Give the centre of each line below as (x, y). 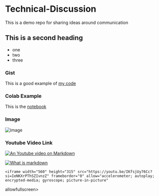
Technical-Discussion (51, 9)
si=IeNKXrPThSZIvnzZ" (27, 176)
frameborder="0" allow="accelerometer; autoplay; (103, 176)
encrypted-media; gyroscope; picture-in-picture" (57, 180)
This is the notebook (26, 107)
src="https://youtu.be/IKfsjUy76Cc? (115, 172)
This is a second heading (44, 38)
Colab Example (23, 96)
